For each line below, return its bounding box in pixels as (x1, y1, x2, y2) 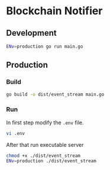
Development (6, 28, 57, 38)
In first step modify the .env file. (6, 119, 84, 126)
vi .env (6, 130, 25, 136)
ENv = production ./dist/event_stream (6, 158, 96, 164)
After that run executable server (6, 141, 84, 148)
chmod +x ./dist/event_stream (6, 153, 81, 159)
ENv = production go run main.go (6, 43, 83, 49)
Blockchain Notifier (6, 4, 103, 18)
